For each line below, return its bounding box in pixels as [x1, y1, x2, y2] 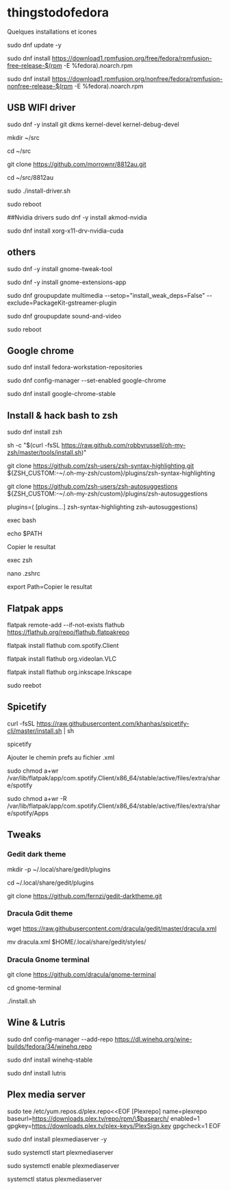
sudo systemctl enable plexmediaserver [7, 1161, 120, 1169]
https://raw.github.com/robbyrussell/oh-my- [61, 441, 186, 450]
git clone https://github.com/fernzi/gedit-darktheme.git [7, 891, 162, 900]
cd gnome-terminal [7, 983, 62, 992]
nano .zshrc [7, 570, 41, 578]
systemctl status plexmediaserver [7, 1175, 103, 1183]
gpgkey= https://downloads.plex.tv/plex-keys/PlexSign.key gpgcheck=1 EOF [7, 1121, 221, 1130]
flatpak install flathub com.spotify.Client [7, 642, 119, 649]
